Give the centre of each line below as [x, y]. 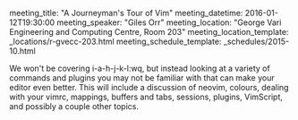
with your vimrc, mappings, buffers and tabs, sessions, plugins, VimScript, [146, 97]
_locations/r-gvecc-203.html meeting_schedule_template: [115, 41]
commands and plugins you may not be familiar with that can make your [142, 78]
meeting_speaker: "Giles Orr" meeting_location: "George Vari [169, 22]
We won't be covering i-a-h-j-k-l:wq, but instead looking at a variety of [140, 68]
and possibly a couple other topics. [74, 106]
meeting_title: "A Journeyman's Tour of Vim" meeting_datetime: [126, 13]
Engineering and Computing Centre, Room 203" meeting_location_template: [149, 32]
